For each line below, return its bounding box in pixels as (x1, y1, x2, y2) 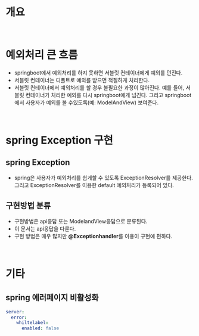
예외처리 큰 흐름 (5, 48, 78, 62)
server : (5, 309, 25, 315)
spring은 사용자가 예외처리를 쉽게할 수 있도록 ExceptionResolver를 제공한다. (14, 174, 193, 181)
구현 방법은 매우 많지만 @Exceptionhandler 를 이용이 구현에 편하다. (14, 232, 173, 239)
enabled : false (21, 325, 60, 331)
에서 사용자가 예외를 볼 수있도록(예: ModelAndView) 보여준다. (14, 99, 159, 106)
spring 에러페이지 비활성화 (5, 293, 99, 303)
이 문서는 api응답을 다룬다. (14, 225, 76, 232)
